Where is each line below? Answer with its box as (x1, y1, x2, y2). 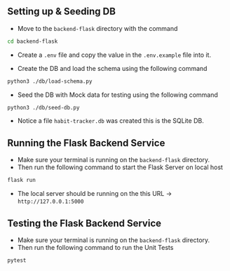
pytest (7, 256, 27, 264)
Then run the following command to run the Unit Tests (17, 243, 174, 251)
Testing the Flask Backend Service (7, 217, 162, 229)
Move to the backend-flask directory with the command (17, 24, 178, 32)
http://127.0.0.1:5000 (17, 198, 84, 206)
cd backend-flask (7, 38, 58, 45)
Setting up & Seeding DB (7, 6, 116, 18)
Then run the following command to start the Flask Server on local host (17, 163, 223, 171)
